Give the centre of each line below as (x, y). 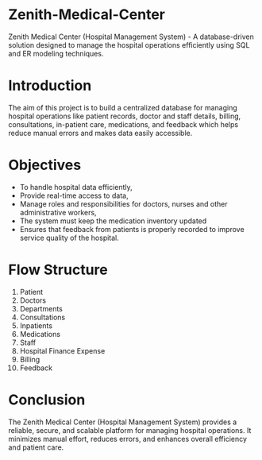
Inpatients (36, 325)
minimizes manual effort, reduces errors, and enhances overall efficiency (128, 439)
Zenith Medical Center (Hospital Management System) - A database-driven (131, 37)
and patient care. (36, 447)
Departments (41, 308)
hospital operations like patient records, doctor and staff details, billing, (125, 116)
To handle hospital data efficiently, (76, 187)
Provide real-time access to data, (74, 195)
